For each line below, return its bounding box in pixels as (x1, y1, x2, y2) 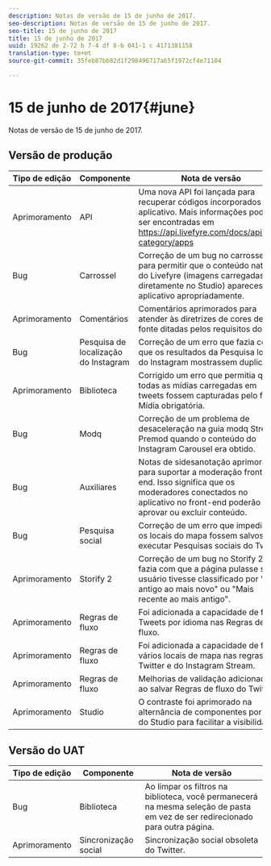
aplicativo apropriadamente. (138, 289, 244, 301)
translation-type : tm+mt (8, 49, 92, 57)
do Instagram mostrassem (138, 356, 238, 368)
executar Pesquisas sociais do (138, 539, 253, 551)
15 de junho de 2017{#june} (8, 98, 196, 117)
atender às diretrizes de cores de (138, 313, 264, 324)
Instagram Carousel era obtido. (138, 443, 256, 454)
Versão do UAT (8, 743, 85, 758)
